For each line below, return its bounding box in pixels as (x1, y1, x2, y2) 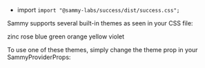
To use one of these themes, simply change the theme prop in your (7, 46, 198, 54)
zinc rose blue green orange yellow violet (7, 32, 125, 41)
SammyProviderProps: (7, 53, 71, 61)
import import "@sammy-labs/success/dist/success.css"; (17, 6, 180, 14)
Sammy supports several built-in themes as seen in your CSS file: (7, 19, 193, 27)
